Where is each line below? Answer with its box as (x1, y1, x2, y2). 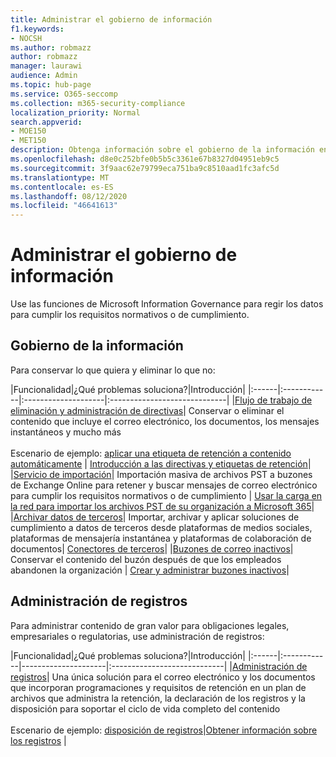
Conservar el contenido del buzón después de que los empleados (10, 553, 282, 565)
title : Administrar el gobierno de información (10, 14, 213, 25)
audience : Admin (10, 71, 78, 81)
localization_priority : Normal (10, 107, 141, 118)
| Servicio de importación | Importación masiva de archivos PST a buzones (10, 468, 313, 480)
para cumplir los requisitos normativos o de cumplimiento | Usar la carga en (10, 489, 323, 501)
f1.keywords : (10, 24, 65, 34)
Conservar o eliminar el (188, 404, 285, 416)
